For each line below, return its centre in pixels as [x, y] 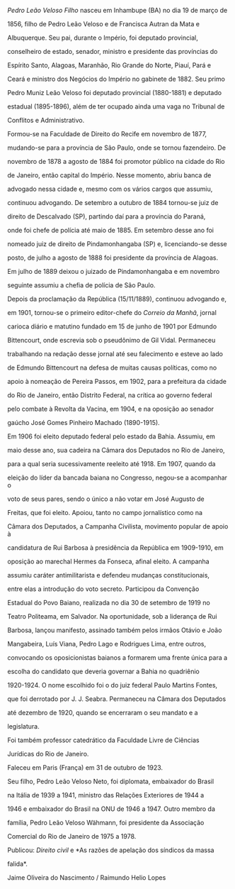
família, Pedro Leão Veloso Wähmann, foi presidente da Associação [106, 823]
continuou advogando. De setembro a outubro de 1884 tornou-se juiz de [113, 203]
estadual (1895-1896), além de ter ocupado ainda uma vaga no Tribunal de [116, 106]
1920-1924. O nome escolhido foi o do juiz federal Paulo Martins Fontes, [113, 685]
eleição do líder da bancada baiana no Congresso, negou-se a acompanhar [117, 477]
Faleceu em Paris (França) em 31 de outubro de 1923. [85, 768]
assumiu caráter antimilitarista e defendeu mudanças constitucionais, [109, 575]
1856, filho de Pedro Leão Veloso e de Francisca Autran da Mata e [104, 24]
